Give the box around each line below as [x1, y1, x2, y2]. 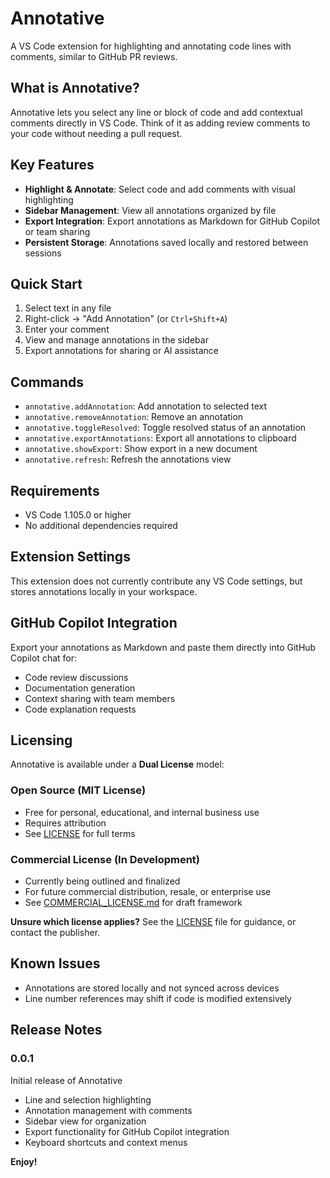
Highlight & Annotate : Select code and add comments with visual [24, 183, 296, 195]
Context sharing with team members [24, 692, 176, 704]
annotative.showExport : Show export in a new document [24, 443, 258, 455]
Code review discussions [24, 671, 129, 683]
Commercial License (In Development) [10, 852, 201, 866]
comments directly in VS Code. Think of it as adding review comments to [10, 117, 311, 129]
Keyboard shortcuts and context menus [24, 1136, 188, 1148]
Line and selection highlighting [24, 1093, 152, 1106]
